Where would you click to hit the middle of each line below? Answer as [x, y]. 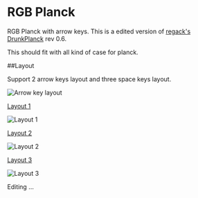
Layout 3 [20, 160]
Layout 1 [19, 106]
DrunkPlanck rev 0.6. [37, 38]
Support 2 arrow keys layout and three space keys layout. [89, 79]
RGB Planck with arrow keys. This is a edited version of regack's [99, 31]
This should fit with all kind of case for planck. [73, 52]
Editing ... [21, 187]
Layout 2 [20, 133]
